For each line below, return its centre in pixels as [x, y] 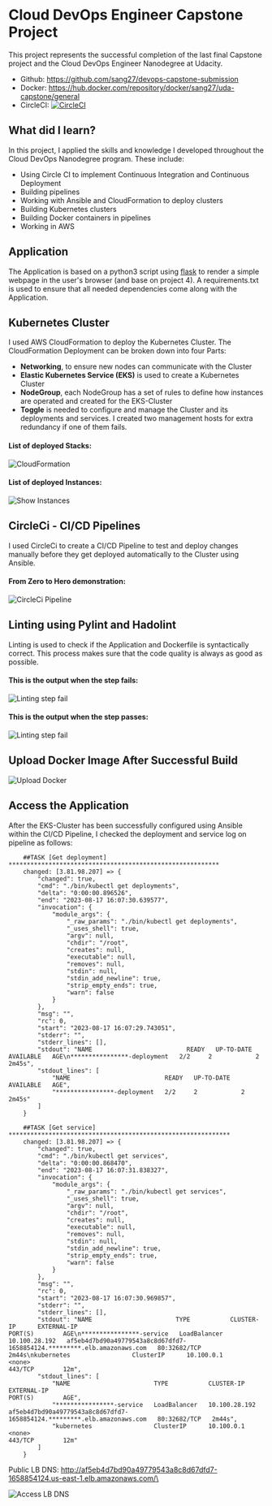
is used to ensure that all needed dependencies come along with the [123, 288]
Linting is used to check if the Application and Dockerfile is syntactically [129, 644]
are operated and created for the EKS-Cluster [96, 401]
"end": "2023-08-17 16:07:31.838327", [103, 1170]
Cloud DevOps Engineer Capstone [126, 15]
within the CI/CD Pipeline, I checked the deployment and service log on [127, 833]
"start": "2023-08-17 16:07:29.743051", [107, 1028]
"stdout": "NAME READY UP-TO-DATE [145, 1049]
